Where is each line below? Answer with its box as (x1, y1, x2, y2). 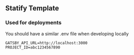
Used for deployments (5, 19, 62, 26)
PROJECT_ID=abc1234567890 (5, 45, 60, 50)
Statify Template (5, 4, 60, 13)
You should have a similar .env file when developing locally (5, 30, 129, 37)
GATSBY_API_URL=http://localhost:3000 (5, 40, 88, 45)
